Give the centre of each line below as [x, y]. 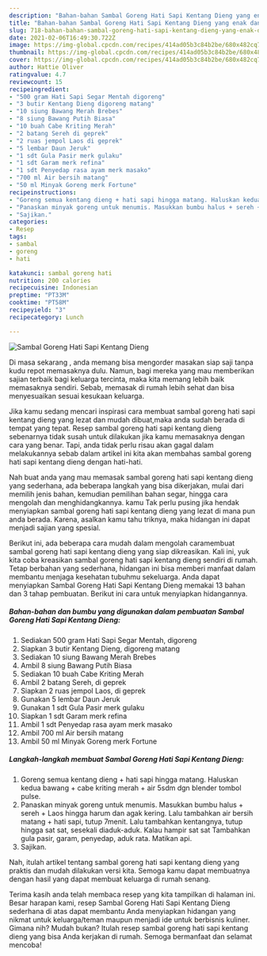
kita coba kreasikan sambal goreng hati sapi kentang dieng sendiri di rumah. [133, 560]
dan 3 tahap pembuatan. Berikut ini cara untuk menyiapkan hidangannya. [128, 593]
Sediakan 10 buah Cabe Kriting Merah [82, 674]
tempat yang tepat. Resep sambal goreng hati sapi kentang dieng [115, 428]
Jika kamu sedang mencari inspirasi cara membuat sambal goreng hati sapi [132, 411]
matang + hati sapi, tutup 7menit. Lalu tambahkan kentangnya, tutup [132, 821]
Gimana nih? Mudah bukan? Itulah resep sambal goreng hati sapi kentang [129, 927]
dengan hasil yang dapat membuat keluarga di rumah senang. [110, 879]
